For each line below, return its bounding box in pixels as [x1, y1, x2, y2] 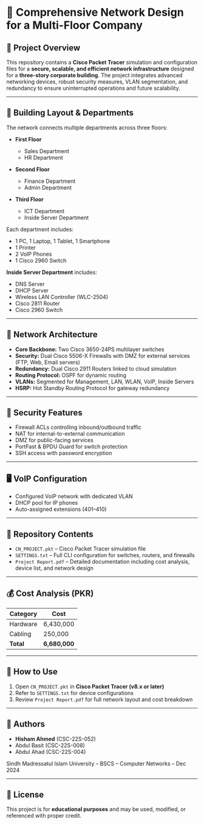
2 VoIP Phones [15, 250, 52, 258]
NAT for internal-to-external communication [15, 430, 125, 437]
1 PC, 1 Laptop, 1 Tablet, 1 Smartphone [15, 237, 110, 245]
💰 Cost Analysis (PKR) [6, 589, 94, 599]
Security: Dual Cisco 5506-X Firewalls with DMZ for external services [15, 352, 190, 359]
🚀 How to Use [6, 666, 58, 677]
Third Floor [15, 196, 44, 203]
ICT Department [24, 207, 65, 214]
